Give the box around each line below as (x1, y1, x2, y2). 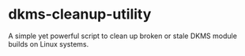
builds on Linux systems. (8, 39, 89, 48)
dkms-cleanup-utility (8, 5, 152, 23)
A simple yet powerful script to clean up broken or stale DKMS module (8, 31, 237, 40)
